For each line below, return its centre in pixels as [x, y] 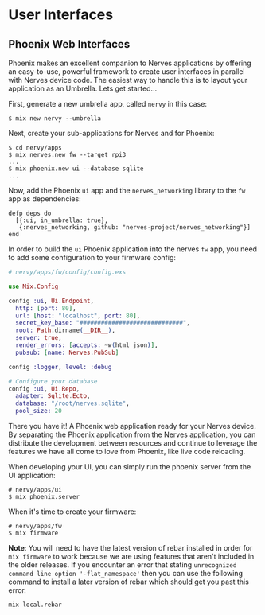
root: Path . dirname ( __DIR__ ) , [65, 331]
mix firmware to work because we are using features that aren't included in [131, 556]
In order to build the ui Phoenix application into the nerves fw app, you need [132, 249]
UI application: [32, 475]
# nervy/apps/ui [35, 490]
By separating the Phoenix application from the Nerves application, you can [132, 434]
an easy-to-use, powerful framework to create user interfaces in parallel [127, 72]
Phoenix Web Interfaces [69, 44]
